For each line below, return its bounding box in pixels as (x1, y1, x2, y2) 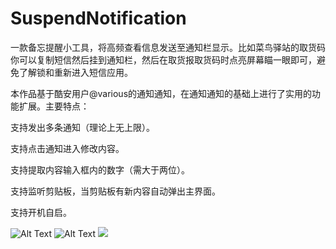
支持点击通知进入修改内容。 (10, 142, 125, 154)
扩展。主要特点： (18, 100, 90, 112)
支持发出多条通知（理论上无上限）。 (10, 121, 155, 133)
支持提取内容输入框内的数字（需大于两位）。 (10, 163, 190, 176)
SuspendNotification (10, 7, 187, 30)
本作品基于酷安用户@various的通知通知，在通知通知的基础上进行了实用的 (10, 87, 313, 99)
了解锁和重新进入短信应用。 (18, 66, 133, 78)
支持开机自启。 (10, 206, 72, 218)
